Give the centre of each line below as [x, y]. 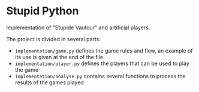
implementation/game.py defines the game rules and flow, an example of [104, 50]
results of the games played [49, 82]
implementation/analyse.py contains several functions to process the [100, 76]
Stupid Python [43, 11]
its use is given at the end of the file [59, 57]
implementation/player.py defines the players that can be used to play [102, 63]
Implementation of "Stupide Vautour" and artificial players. [78, 27]
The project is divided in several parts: [53, 39]
